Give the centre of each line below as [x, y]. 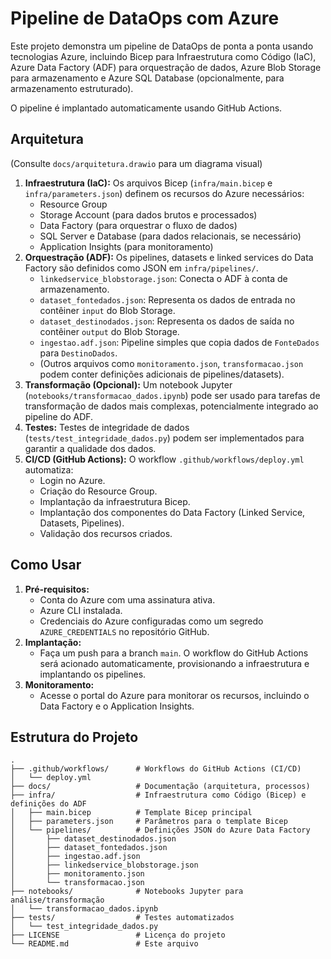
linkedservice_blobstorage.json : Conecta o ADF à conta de [163, 278]
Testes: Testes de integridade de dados [107, 427]
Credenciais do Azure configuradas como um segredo [151, 621]
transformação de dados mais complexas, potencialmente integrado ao [171, 406]
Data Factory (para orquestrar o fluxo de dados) [138, 225]
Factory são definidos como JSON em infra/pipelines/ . [141, 268]
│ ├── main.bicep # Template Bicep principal [131, 813]
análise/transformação [57, 900]
